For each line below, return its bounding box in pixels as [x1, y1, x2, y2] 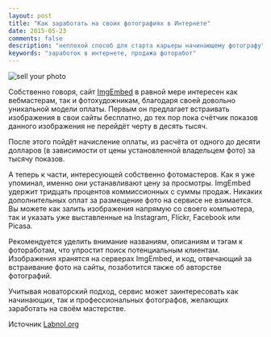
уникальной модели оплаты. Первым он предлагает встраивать [8, 104, 230, 114]
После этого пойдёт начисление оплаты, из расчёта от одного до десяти [8, 137, 261, 146]
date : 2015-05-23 [8, 27, 67, 35]
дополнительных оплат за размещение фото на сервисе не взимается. [8, 195, 253, 205]
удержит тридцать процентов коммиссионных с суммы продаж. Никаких [8, 187, 263, 196]
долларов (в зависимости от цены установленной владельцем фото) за [8, 146, 256, 155]
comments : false [8, 34, 63, 43]
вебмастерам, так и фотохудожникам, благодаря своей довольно [8, 96, 236, 105]
